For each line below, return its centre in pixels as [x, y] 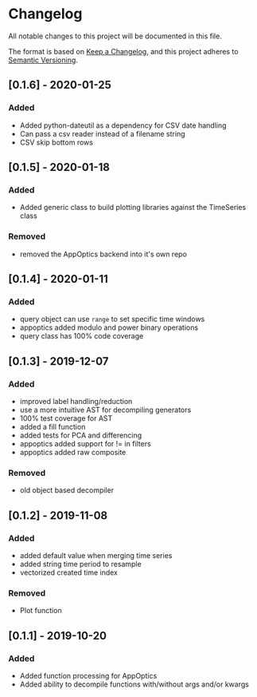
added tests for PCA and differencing [80, 435]
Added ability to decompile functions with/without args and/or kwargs [134, 684]
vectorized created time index [68, 572]
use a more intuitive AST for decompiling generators [105, 410]
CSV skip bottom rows [56, 142]
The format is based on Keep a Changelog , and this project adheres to [123, 51]
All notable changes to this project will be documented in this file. [115, 36]
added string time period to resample [80, 564]
